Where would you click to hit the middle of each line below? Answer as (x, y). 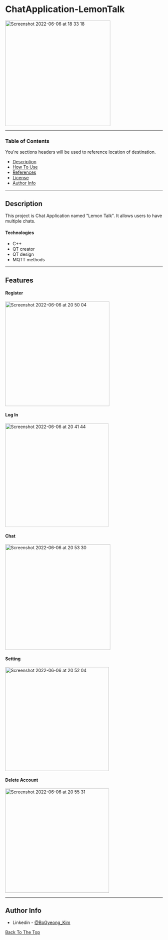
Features (19, 280)
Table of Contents (27, 141)
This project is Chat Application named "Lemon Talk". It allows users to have (84, 216)
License (20, 178)
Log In (12, 415)
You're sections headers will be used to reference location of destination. (80, 152)
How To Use (25, 167)
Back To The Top (23, 932)
